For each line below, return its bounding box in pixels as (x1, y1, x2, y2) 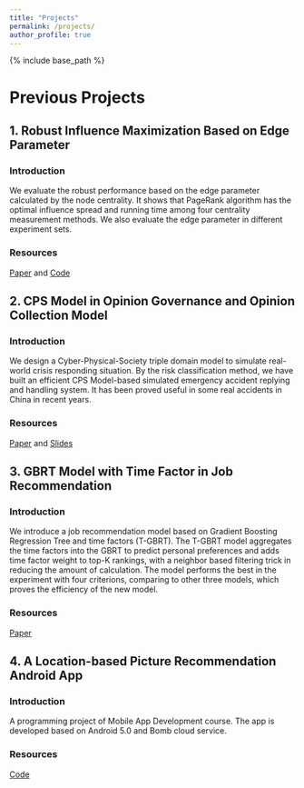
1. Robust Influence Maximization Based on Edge (9, 123, 290, 138)
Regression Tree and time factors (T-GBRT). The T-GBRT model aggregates (9, 535, 292, 546)
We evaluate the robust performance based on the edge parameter (9, 185, 260, 196)
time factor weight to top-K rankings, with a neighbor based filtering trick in (9, 555, 291, 566)
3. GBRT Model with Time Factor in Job (9, 464, 233, 479)
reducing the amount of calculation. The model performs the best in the (9, 564, 277, 575)
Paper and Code (9, 267, 71, 278)
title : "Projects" (9, 13, 79, 23)
